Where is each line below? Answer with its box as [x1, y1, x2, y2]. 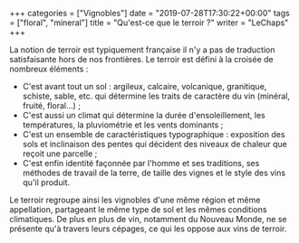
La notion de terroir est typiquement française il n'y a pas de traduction [9, 44, 275, 55]
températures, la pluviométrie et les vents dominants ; [22, 119, 224, 130]
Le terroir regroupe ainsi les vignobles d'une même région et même [9, 194, 261, 205]
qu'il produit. [22, 177, 71, 188]
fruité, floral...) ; [22, 100, 82, 111]
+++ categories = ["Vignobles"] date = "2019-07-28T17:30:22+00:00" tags [9, 8, 290, 18]
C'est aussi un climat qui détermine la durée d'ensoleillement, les [22, 110, 265, 120]
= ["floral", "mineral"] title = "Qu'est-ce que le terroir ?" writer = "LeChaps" [9, 17, 289, 28]
